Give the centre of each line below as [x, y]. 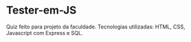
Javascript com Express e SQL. [45, 33]
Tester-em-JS [41, 10]
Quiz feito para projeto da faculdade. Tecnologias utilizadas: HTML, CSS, [96, 27]
